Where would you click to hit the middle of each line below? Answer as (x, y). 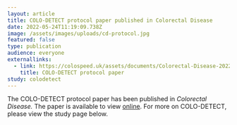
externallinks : (30, 60)
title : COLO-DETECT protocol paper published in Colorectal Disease (110, 20)
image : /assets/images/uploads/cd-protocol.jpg (79, 33)
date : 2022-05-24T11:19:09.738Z (55, 27)
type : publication (34, 46)
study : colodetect (34, 79)
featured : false (31, 40)
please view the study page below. (57, 114)
